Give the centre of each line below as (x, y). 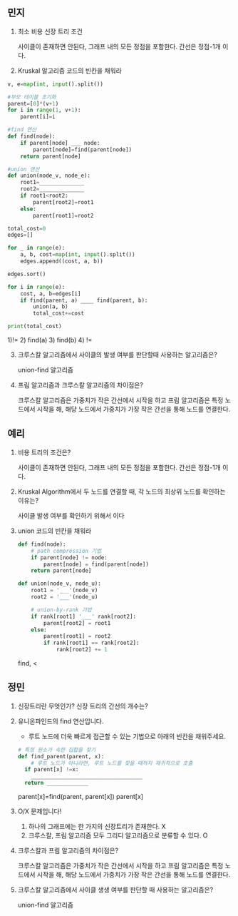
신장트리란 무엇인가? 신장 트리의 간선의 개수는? (83, 706)
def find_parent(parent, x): (61, 756)
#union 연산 (24, 169)
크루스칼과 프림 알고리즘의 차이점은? (68, 850)
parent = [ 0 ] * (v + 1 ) (33, 103)
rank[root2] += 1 (82, 650)
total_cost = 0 (27, 228)
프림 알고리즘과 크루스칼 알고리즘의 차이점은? (81, 385)
